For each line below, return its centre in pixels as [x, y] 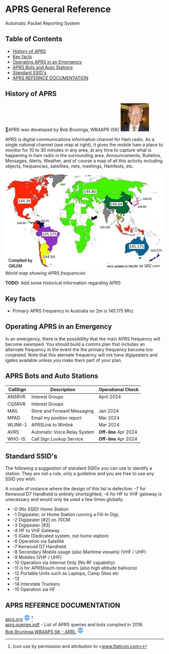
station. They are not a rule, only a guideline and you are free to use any [80, 474]
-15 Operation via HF [34, 590]
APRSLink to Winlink [52, 425]
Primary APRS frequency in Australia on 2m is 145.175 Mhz [73, 311]
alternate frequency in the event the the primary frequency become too [79, 349]
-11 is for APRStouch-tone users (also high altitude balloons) [75, 568]
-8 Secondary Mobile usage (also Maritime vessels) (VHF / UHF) [79, 552]
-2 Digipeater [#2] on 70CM [41, 520]
